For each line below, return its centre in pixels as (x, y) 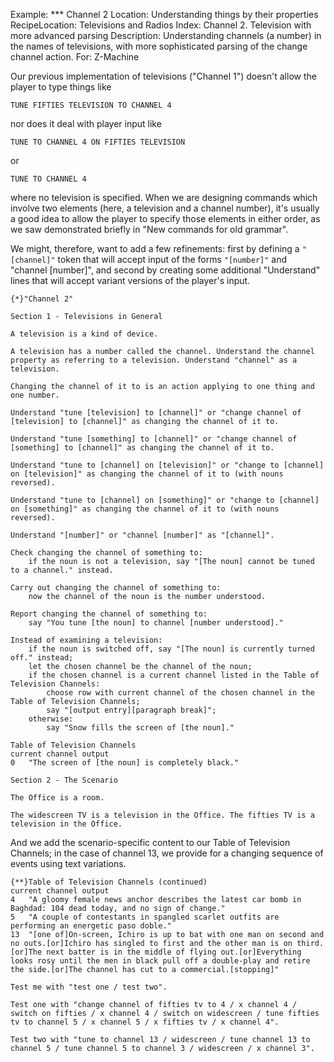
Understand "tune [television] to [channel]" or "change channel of (156, 413)
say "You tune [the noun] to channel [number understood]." (156, 623)
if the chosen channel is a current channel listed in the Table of (174, 675)
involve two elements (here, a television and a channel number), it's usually (165, 208)
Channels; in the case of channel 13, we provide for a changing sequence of (167, 853)
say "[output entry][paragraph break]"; (131, 710)
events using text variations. (68, 863)
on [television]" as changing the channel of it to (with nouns (147, 474)
